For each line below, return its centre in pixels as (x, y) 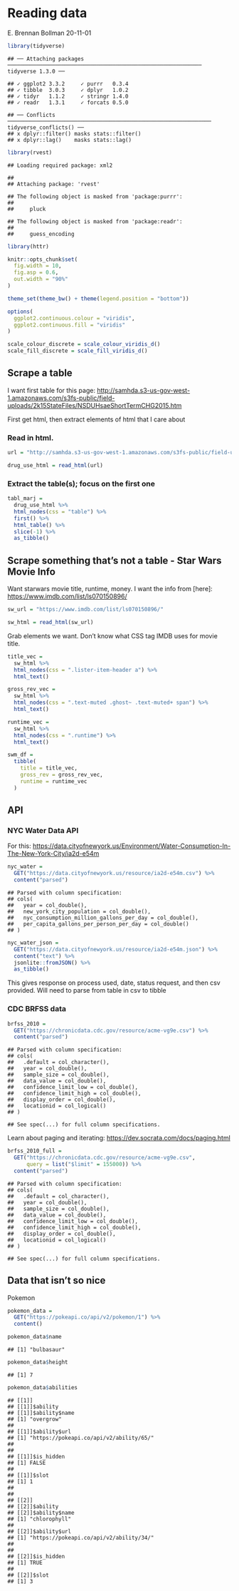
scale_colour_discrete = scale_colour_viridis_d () (84, 344)
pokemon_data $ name (34, 1337)
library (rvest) (30, 152)
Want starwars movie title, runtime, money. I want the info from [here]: (110, 589)
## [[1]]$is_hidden (36, 1456)
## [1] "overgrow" (34, 1419)
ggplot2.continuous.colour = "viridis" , (74, 318)
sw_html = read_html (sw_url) (51, 623)
